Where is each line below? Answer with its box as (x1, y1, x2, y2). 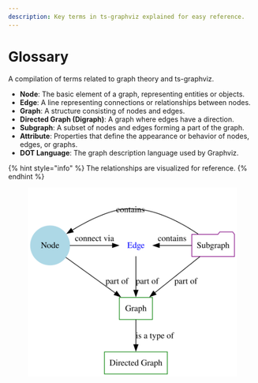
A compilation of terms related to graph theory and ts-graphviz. (8, 73, 215, 83)
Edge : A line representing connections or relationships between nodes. (19, 97, 251, 107)
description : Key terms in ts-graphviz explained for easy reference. (8, 13, 245, 21)
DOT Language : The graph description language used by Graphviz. (19, 148, 239, 157)
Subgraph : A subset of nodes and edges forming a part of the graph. (19, 122, 245, 132)
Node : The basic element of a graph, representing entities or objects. (19, 89, 245, 99)
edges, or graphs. (19, 139, 78, 149)
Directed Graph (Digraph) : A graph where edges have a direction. (19, 115, 234, 124)
